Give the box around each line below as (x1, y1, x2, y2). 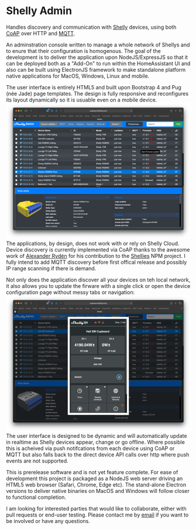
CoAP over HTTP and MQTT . (6, 29, 75, 36)
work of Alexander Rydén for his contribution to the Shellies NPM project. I (6, 253, 186, 260)
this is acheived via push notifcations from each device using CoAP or (6, 445, 175, 452)
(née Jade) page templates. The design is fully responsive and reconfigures (6, 90, 189, 97)
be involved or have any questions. (6, 518, 91, 525)
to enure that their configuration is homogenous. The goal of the (6, 47, 161, 54)
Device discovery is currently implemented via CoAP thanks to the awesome (6, 246, 190, 253)
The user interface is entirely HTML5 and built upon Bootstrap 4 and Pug (6, 83, 181, 90)
